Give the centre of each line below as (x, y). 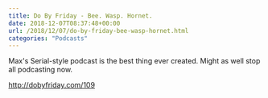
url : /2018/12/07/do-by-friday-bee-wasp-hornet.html (99, 31)
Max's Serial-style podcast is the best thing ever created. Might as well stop (134, 61)
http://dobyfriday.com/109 (52, 85)
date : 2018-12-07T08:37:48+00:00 (64, 23)
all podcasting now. (41, 70)
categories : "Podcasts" (48, 38)
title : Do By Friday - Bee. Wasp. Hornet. (80, 16)
